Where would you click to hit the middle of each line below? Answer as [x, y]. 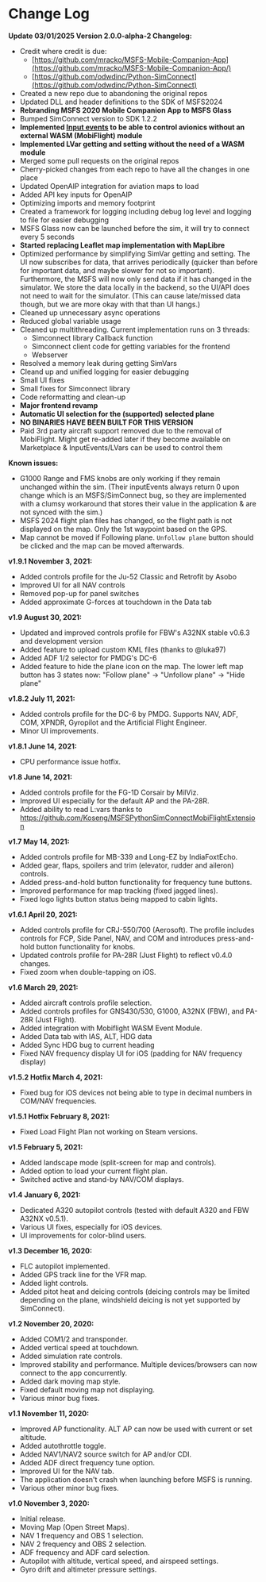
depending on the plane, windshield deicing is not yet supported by [130, 1299]
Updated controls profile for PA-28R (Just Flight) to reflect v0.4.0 [126, 955]
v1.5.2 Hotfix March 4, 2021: [56, 1077]
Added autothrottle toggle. [63, 1445]
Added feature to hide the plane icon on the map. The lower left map [131, 666]
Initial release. [42, 1518]
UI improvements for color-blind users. [83, 1235]
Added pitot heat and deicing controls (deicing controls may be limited [135, 1291]
